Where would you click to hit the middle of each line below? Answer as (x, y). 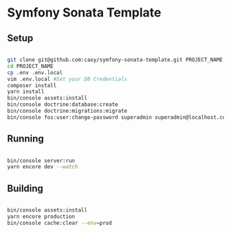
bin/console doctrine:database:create (63, 104)
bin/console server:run (41, 160)
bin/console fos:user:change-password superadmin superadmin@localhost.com (118, 117)
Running (26, 139)
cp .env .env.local (35, 73)
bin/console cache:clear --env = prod (59, 223)
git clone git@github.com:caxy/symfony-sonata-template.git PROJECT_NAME (115, 60)
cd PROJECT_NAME (30, 66)
